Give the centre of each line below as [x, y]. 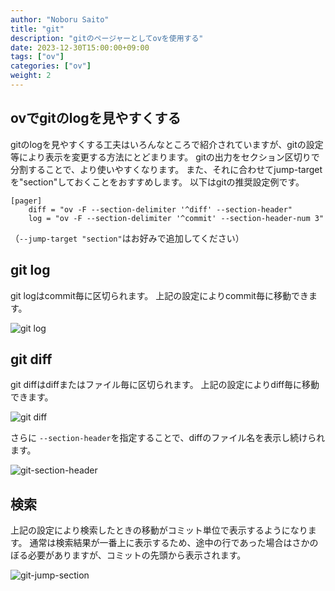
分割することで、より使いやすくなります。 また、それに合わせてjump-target [166, 169]
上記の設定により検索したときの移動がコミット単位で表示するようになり [159, 530]
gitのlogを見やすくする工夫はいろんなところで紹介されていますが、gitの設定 [167, 144]
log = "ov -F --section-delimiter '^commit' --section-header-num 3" [176, 218]
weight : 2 [31, 76]
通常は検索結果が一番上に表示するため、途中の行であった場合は [161, 543]
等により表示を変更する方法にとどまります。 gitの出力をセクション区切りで [165, 157]
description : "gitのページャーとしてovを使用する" [107, 38]
